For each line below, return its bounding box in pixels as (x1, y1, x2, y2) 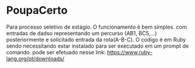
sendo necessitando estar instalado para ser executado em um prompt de (6, 42, 189, 50)
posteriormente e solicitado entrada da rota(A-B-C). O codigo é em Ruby (6, 36, 186, 43)
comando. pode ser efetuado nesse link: (6, 48, 106, 55)
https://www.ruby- (107, 48, 153, 55)
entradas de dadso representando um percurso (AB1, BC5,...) (6, 29, 157, 36)
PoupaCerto (6, 4, 68, 17)
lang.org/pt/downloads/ (6, 55, 65, 62)
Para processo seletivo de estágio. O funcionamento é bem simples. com (6, 23, 187, 30)
